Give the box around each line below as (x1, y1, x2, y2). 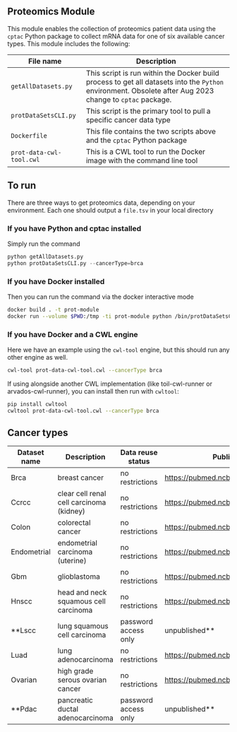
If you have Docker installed (7, 276, 105, 286)
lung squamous (57, 621, 109, 631)
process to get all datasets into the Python (85, 77, 224, 87)
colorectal (57, 518, 91, 528)
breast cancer (57, 473, 104, 483)
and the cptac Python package (85, 135, 187, 145)
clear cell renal (57, 489, 107, 499)
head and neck (57, 588, 107, 598)
